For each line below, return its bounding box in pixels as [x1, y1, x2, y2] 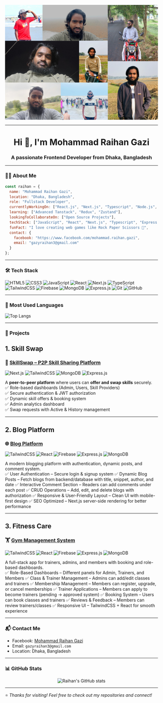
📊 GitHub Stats [5, 665, 42, 672]
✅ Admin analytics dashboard [5, 401, 65, 407]
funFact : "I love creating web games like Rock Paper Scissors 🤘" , [9, 225, 149, 230]
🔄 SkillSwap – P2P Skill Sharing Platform [5, 359, 101, 366]
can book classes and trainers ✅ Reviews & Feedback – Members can [5, 597, 145, 603]
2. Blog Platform [5, 425, 55, 434]
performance [5, 503, 32, 509]
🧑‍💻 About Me [5, 173, 36, 179]
